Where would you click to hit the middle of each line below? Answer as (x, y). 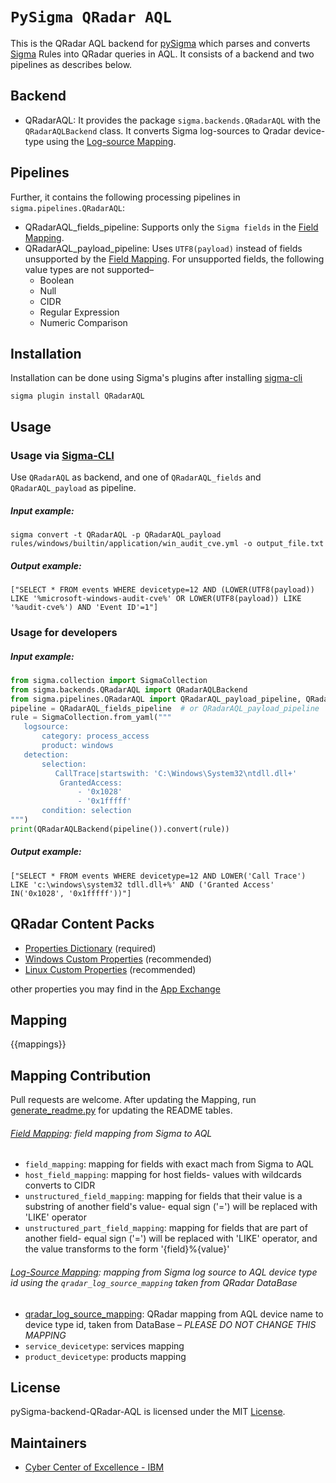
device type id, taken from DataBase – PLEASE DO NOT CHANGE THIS (170, 1324)
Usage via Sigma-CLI (62, 455)
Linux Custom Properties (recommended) (110, 969)
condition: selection (86, 811)
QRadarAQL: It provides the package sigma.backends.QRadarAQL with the (172, 120)
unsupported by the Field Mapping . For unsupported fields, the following (174, 259)
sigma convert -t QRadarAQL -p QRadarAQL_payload (116, 535)
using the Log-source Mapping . (111, 141)
